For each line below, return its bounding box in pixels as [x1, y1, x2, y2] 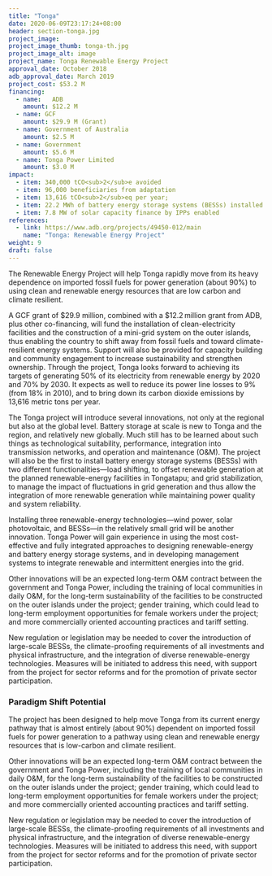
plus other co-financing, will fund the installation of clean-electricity [8, 319, 235, 329]
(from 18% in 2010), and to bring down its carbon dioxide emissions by [8, 388, 245, 398]
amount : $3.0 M [23, 163, 75, 172]
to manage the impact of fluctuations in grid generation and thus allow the [8, 482, 257, 491]
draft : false [8, 246, 53, 255]
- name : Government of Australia [15, 125, 129, 133]
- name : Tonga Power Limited [15, 155, 114, 163]
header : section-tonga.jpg [8, 27, 100, 35]
